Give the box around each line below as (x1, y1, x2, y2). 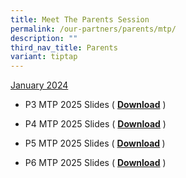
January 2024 (10, 79, 69, 91)
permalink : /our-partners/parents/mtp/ (10, 24, 177, 34)
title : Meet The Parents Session (10, 14, 150, 25)
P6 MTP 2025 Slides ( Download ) (24, 157, 167, 169)
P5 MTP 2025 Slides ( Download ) (24, 137, 166, 150)
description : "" (10, 33, 78, 43)
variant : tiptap (10, 52, 78, 62)
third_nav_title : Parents (10, 42, 118, 53)
